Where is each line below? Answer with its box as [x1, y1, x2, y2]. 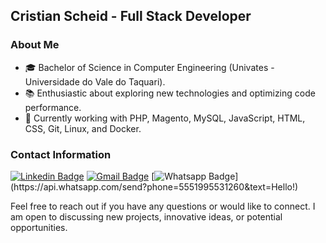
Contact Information [10, 147, 112, 161]
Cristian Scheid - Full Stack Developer [10, 8, 252, 25]
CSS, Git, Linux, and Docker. [24, 122, 142, 134]
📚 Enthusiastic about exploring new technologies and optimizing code [24, 87, 316, 99]
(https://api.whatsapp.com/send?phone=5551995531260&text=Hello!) [10, 180, 299, 193]
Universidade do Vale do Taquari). [24, 75, 166, 88]
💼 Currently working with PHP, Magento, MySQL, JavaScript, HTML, [24, 112, 306, 124]
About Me [10, 38, 60, 52]
